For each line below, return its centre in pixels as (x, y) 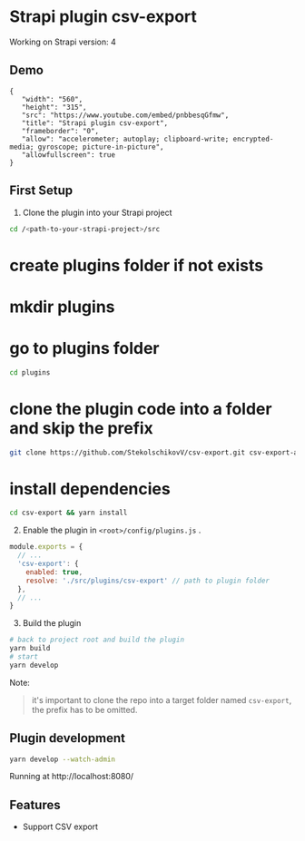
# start (24, 657)
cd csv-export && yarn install (69, 513)
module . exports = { (46, 547)
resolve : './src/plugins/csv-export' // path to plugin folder (148, 581)
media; (22, 147)
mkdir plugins (62, 307)
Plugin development (67, 738)
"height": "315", (54, 107)
